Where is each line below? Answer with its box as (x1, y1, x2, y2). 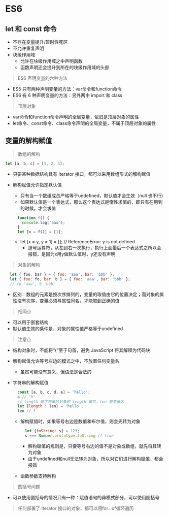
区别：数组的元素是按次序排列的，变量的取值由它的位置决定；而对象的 (12, 291, 160, 297)
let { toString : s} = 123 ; (24, 429, 80, 434)
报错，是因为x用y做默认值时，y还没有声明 (27, 251, 116, 257)
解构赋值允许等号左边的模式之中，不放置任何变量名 (12, 358, 120, 364)
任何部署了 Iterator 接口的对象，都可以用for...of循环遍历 (17, 505, 134, 511)
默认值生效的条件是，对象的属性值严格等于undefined (12, 326, 123, 332)
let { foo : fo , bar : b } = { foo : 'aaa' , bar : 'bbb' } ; (10, 277, 130, 282)
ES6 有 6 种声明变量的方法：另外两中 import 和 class (12, 92, 123, 98)
